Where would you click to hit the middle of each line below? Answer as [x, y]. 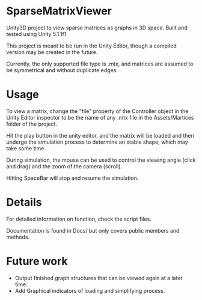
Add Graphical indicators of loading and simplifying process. [90, 290]
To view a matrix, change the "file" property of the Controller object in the [97, 111]
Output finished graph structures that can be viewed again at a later [99, 278]
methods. [18, 237]
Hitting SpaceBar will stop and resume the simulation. [72, 178]
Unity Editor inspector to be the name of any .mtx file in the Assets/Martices [100, 117]
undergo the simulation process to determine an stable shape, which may [97, 142]
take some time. [26, 148]
